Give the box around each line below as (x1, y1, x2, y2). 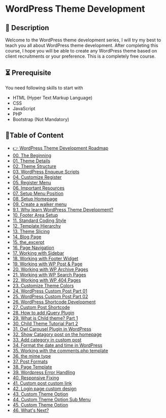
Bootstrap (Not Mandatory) (12, 116, 70, 122)
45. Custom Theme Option (12, 402, 69, 408)
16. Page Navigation (12, 244, 54, 251)
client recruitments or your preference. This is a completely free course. (5, 53, 156, 59)
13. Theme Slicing (12, 228, 50, 234)
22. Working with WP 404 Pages (12, 277, 81, 283)
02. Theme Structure (12, 163, 57, 169)
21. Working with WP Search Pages (12, 272, 86, 278)
